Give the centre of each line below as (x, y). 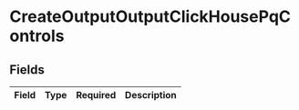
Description (151, 95)
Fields (27, 70)
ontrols (37, 36)
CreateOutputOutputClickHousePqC (150, 17)
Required (96, 95)
